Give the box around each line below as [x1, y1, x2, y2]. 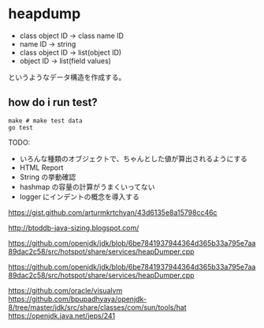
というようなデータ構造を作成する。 [8, 72, 126, 81]
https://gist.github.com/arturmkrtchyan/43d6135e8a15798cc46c [8, 207, 218, 217]
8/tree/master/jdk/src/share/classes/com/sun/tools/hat [8, 302, 187, 312]
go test [8, 123, 34, 131]
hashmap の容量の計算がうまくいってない [19, 182, 155, 191]
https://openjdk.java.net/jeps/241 [8, 311, 116, 320]
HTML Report [19, 163, 64, 172]
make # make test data [8, 116, 83, 125]
